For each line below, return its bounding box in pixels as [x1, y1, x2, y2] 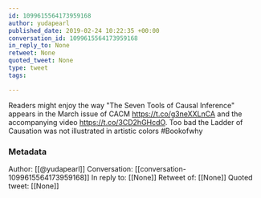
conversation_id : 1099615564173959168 [8, 34, 138, 42]
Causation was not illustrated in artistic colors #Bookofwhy [8, 126, 203, 135]
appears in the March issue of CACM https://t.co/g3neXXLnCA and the [8, 109, 243, 119]
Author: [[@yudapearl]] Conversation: [8, 164, 134, 173]
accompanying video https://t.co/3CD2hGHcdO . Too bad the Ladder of [8, 117, 243, 127]
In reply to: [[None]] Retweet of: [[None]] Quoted [91, 172, 253, 182]
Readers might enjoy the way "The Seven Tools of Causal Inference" [8, 100, 235, 110]
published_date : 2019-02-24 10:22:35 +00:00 [8, 26, 160, 34]
